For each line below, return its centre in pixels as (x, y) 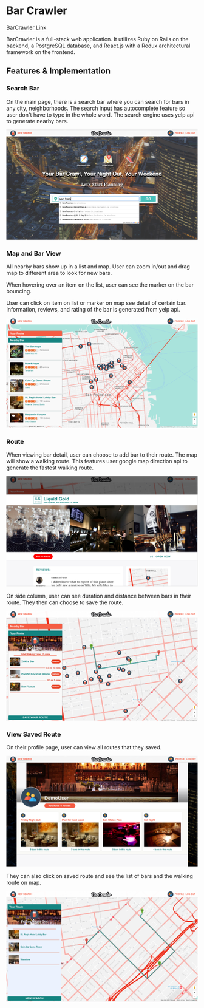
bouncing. (19, 291)
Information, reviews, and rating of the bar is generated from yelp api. (93, 310)
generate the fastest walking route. (50, 468)
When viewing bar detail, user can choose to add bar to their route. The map (102, 455)
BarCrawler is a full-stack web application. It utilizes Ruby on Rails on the (97, 39)
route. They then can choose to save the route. (65, 602)
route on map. (24, 883)
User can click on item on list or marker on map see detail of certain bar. (97, 303)
